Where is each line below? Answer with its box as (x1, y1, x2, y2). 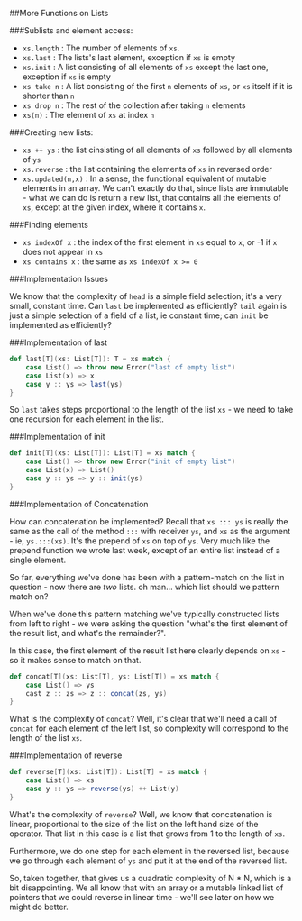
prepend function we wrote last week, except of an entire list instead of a (9, 544, 281, 555)
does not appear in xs (22, 247, 104, 257)
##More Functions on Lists (9, 8, 109, 18)
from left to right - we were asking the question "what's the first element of (9, 617, 288, 629)
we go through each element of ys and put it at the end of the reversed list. (9, 855, 288, 866)
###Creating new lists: (9, 127, 94, 138)
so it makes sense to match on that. (9, 654, 142, 665)
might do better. (9, 901, 69, 912)
